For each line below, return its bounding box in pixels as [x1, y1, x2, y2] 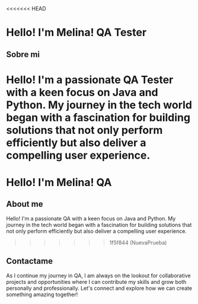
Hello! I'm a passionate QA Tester [6, 73, 174, 87]
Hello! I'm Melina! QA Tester [6, 26, 147, 39]
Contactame [6, 256, 53, 266]
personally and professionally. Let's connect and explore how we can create [6, 284, 193, 292]
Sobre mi [6, 49, 40, 59]
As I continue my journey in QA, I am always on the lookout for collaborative [6, 272, 191, 279]
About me [6, 199, 43, 209]
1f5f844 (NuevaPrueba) [109, 239, 167, 246]
